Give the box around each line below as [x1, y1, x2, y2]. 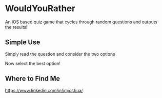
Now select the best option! [5, 60, 61, 66]
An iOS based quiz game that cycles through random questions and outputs [5, 19, 158, 25]
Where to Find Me [5, 75, 60, 83]
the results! [5, 24, 28, 30]
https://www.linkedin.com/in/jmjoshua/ [5, 87, 83, 93]
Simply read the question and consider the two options [5, 51, 116, 57]
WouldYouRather [5, 3, 76, 14]
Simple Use [5, 38, 40, 47]
